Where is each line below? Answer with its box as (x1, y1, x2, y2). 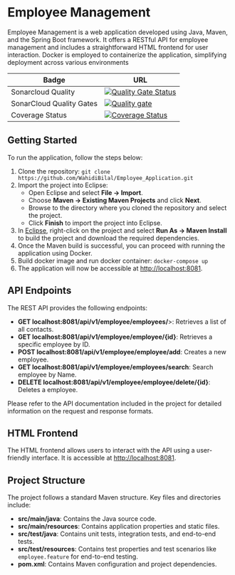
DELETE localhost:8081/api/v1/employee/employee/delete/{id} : (17, 378, 211, 386)
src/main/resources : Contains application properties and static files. (17, 522, 220, 531)
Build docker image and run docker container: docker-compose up (17, 256, 209, 265)
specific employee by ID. (17, 339, 90, 349)
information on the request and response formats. (7, 406, 154, 415)
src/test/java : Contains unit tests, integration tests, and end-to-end (17, 529, 216, 538)
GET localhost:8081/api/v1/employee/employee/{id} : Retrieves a (17, 332, 213, 341)
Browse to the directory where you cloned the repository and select (28, 204, 227, 212)
